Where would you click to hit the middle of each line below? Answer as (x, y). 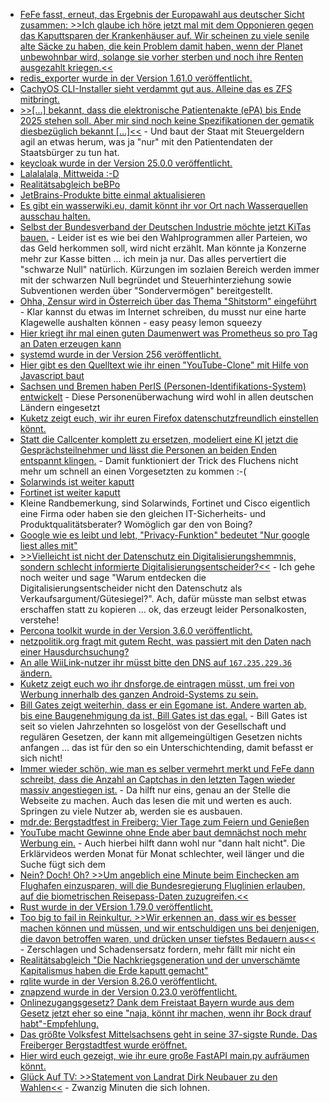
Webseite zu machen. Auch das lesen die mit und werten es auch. (155, 800)
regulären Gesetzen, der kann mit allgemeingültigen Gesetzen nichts (161, 737)
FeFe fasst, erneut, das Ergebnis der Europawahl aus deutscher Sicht (162, 14)
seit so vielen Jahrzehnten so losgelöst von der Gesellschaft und (153, 726)
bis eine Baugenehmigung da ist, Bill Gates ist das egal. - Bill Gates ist (163, 715)
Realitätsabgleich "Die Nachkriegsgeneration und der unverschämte (160, 960)
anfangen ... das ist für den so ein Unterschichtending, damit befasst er (166, 747)
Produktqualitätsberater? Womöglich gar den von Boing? (136, 524)
